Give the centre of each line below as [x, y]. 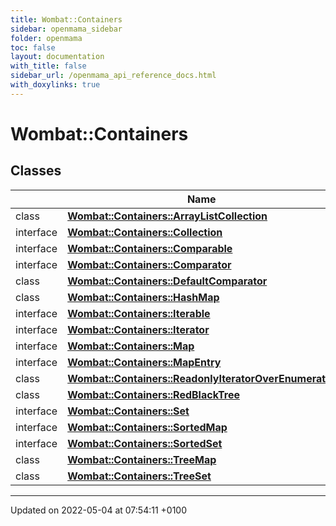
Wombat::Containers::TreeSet [139, 476]
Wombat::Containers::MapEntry [144, 362]
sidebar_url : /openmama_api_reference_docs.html [113, 76]
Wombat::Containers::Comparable [150, 248]
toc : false [33, 47]
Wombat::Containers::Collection [145, 232]
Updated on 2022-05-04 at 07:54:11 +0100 [99, 510]
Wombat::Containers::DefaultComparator [167, 281]
